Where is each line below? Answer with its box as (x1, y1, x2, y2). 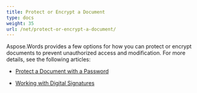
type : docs (6, 15, 34, 21)
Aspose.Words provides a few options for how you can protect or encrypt (6, 43, 192, 50)
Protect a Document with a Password (15, 68, 109, 75)
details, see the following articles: (6, 56, 91, 63)
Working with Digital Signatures (15, 80, 95, 87)
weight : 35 (6, 20, 34, 26)
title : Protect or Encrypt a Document (6, 9, 105, 15)
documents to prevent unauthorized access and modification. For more (6, 50, 185, 57)
